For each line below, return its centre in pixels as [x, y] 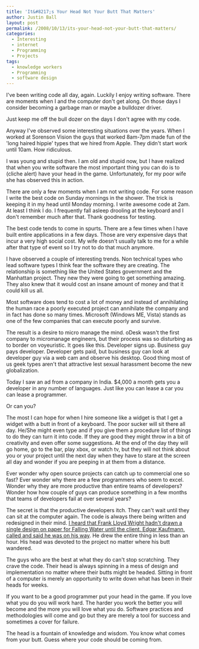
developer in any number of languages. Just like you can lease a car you [95, 388]
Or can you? [21, 406]
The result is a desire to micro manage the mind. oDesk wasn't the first [93, 333]
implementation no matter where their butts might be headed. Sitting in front [99, 572]
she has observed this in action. [45, 180]
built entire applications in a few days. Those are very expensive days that [97, 235]
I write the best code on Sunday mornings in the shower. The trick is [90, 198]
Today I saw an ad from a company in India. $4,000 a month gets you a [93, 382]
